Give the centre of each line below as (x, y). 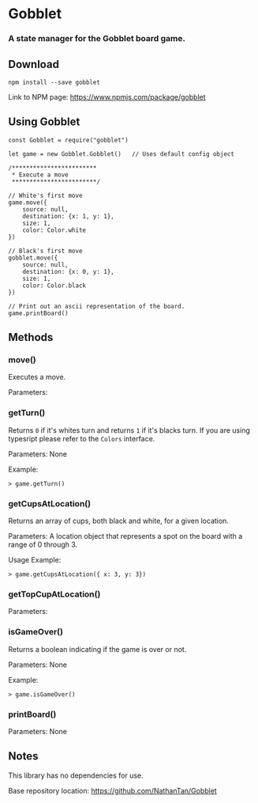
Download (34, 64)
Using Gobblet (44, 122)
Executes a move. (37, 377)
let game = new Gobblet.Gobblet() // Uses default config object (122, 154)
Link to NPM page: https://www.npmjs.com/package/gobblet (107, 97)
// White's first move (45, 195)
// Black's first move (45, 251)
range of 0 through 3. (43, 545)
